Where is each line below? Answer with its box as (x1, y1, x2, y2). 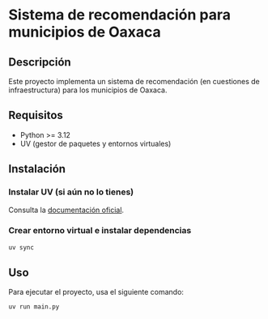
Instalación (8, 162, 66, 176)
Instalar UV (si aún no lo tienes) (8, 186, 134, 198)
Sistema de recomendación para (8, 6, 232, 24)
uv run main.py (8, 303, 60, 311)
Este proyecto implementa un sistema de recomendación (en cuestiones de (8, 77, 261, 86)
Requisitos (8, 108, 63, 122)
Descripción (8, 55, 71, 69)
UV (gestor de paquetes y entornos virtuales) (19, 138, 172, 148)
